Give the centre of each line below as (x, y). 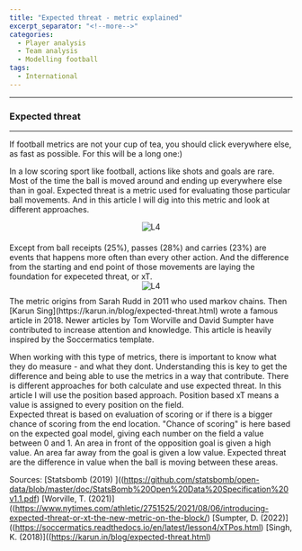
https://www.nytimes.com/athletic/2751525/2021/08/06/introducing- (142, 509)
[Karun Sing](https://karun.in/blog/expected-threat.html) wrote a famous (144, 311)
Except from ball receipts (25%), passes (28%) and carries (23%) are (138, 248)
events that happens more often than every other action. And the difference (149, 257)
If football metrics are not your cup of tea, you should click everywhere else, (151, 144)
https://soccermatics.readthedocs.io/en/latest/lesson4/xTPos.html (138, 528)
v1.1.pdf (23, 499)
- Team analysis (48, 51)
